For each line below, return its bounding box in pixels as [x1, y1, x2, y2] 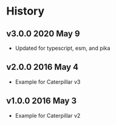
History [6, 4, 45, 18]
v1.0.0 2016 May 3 [6, 96, 77, 106]
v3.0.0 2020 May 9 [6, 29, 80, 39]
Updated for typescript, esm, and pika [15, 44, 111, 52]
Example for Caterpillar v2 [15, 112, 81, 119]
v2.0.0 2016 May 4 [6, 62, 79, 72]
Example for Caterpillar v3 [15, 78, 81, 86]
